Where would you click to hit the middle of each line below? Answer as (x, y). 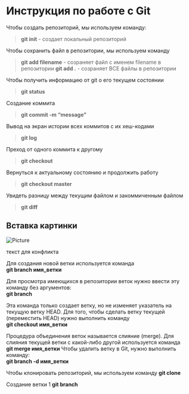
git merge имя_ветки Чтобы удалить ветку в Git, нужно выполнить (91, 348)
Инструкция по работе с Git (78, 11)
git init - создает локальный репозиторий (73, 39)
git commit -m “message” (53, 114)
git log (29, 138)
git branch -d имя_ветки (38, 361)
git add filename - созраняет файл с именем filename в (91, 62)
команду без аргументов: (39, 287)
